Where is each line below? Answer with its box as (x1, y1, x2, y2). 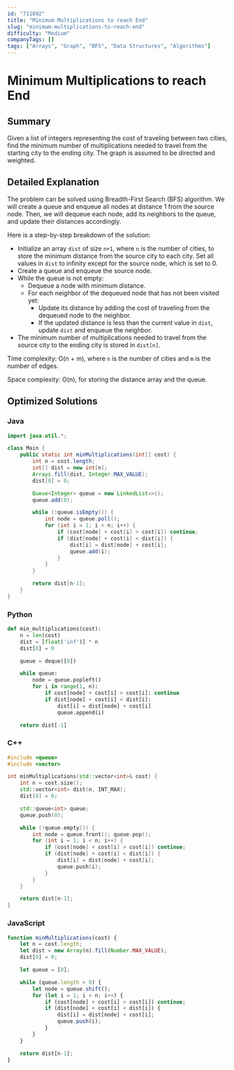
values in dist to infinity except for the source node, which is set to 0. (17, 259, 218, 267)
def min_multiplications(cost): (7, 626, 101, 633)
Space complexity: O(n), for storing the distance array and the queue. (7, 375, 207, 383)
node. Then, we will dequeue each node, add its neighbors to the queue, (7, 210, 217, 218)
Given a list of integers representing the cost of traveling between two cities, (7, 134, 228, 142)
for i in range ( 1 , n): (32, 683, 98, 690)
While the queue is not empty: (17, 274, 104, 282)
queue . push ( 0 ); (20, 812, 64, 819)
